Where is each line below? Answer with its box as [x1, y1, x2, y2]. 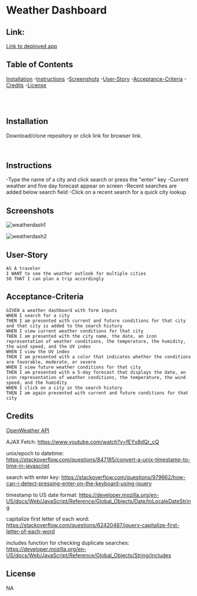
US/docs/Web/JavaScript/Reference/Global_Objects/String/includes [6, 552, 172, 559]
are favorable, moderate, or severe [6, 359, 96, 365]
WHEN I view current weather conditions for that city [6, 328, 144, 334]
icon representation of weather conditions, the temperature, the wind [6, 374, 186, 380]
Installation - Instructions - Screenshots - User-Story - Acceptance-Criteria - [6, 75, 187, 83]
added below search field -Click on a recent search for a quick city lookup [6, 189, 186, 196]
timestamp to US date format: [6, 491, 78, 498]
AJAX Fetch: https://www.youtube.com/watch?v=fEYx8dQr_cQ [6, 438, 159, 445]
